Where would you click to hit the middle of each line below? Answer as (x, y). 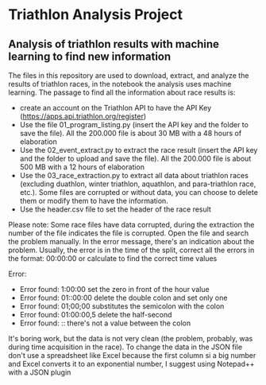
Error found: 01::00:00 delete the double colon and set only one (123, 297)
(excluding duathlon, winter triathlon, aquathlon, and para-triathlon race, (138, 184)
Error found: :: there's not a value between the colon (105, 323)
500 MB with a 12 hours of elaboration (82, 167)
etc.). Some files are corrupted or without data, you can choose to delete (139, 192)
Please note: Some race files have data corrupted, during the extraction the (131, 225)
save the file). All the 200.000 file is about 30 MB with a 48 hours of (131, 133)
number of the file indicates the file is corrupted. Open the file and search (128, 233)
